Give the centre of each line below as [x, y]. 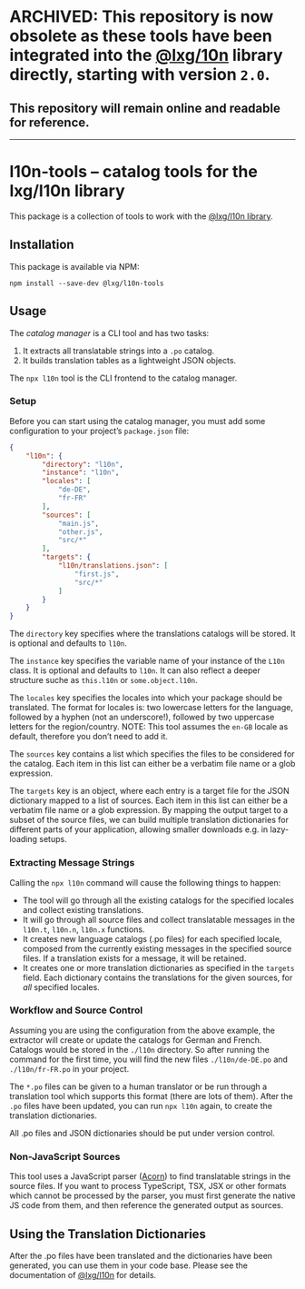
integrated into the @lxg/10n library [146, 55]
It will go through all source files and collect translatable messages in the [158, 919]
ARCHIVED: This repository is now [142, 17]
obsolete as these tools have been [141, 36]
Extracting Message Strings [72, 863]
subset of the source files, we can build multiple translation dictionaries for [149, 820]
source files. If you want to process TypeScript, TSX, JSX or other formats [148, 1186]
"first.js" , [97, 574]
